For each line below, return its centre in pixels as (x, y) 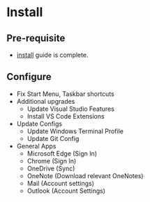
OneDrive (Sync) (51, 168)
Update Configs (39, 123)
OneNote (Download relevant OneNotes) (85, 175)
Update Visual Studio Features (70, 109)
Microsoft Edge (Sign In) (62, 153)
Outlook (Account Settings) (66, 191)
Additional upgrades (46, 101)
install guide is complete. (52, 55)
